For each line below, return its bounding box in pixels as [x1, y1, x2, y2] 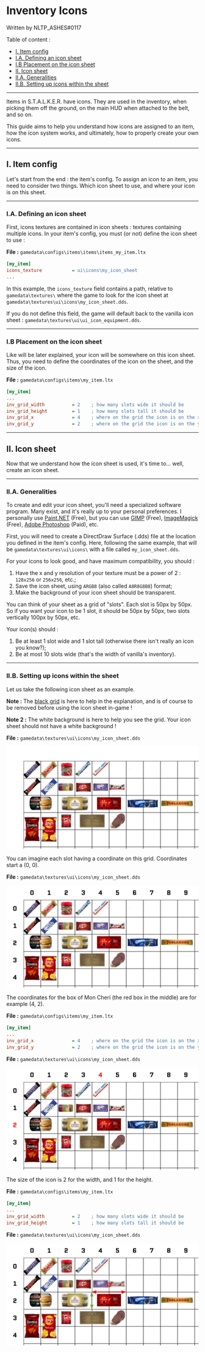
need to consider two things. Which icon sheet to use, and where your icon [6, 182, 195, 189]
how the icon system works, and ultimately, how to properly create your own [6, 129, 199, 137]
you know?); [15, 644, 47, 652]
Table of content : [6, 36, 51, 43]
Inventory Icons [6, 4, 88, 18]
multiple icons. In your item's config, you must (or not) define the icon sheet [6, 230, 197, 238]
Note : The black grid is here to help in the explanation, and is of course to [6, 697, 193, 705]
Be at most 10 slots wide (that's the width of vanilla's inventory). [15, 650, 176, 658]
